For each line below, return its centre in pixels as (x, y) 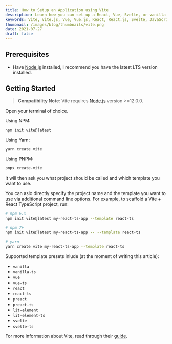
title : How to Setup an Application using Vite (57, 10)
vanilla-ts (24, 272)
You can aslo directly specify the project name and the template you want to (86, 193)
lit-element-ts (29, 315)
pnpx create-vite (24, 168)
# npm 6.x (16, 214)
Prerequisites (27, 55)
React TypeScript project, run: (37, 204)
